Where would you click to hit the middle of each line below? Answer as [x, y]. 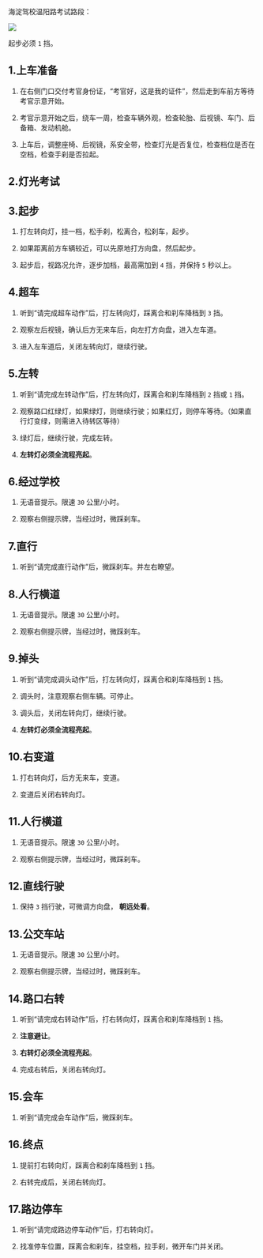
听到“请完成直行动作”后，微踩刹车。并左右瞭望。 [99, 567]
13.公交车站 [36, 934]
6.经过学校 [34, 482]
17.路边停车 [36, 1209]
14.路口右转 [36, 998]
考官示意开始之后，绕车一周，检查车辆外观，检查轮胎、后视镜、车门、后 [137, 118]
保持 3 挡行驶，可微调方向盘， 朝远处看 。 [86, 906]
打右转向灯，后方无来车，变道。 [71, 778]
